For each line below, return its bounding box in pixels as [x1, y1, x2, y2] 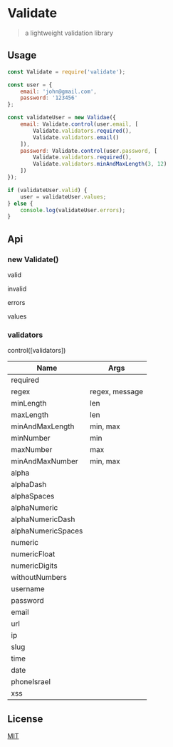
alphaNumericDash [11, 514, 75, 524]
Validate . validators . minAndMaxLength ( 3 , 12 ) [33, 161, 167, 168]
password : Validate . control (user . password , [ [20, 147, 158, 154]
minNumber [11, 433, 51, 443]
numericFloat [11, 549, 56, 559]
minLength [11, 398, 47, 408]
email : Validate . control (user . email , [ [20, 121, 139, 128]
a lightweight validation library [24, 29, 114, 37]
